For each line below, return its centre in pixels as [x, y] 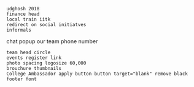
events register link [34, 58]
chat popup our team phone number [52, 41]
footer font [21, 79]
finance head [23, 14]
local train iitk [29, 19]
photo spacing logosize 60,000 [46, 63]
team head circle [29, 52]
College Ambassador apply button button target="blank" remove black [97, 74]
